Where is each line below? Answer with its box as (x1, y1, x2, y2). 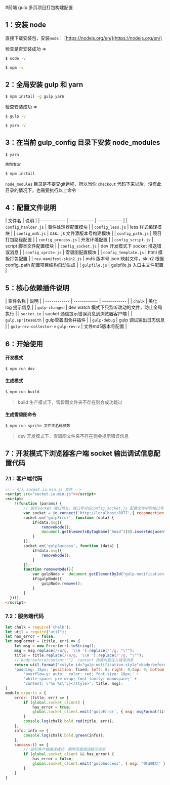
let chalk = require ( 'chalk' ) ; (5, 625, 71, 630)
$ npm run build (5, 389, 39, 394)
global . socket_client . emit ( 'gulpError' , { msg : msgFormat (32, 709, 157, 715)
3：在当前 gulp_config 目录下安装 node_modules (5, 138, 160, 147)
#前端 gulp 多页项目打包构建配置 (5, 5, 73, 10)
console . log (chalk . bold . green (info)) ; (23, 733, 105, 738)
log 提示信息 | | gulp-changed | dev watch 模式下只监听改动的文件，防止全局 (5, 304, 163, 310)
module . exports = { (5, 690, 47, 695)
